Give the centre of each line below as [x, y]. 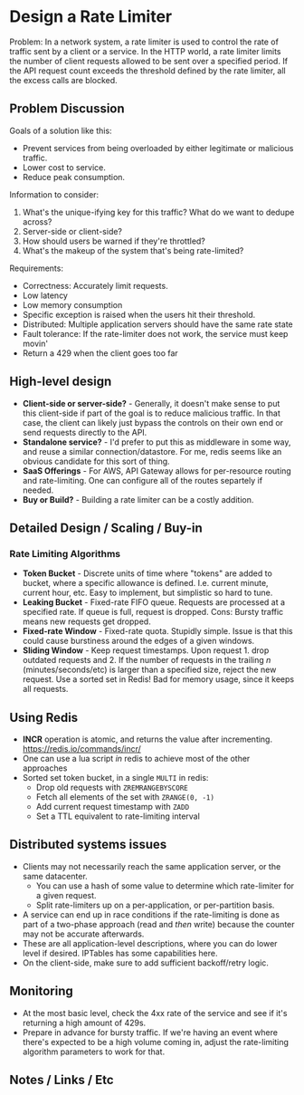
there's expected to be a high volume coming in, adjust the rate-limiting [156, 1042]
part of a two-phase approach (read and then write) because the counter [159, 924]
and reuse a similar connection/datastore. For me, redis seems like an [152, 451]
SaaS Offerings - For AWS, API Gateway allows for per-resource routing [157, 471]
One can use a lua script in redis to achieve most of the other [136, 759]
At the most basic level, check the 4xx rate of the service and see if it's [155, 1013]
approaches [45, 768]
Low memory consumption [72, 304]
